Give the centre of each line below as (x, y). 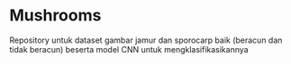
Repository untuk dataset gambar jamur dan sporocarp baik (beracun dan (146, 40)
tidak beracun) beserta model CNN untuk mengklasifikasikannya (129, 49)
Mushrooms (55, 16)
